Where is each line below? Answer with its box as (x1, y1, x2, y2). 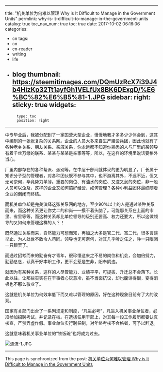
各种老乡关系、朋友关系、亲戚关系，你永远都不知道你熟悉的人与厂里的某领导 (5, 144, 158, 150)
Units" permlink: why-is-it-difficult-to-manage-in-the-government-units (5, 16, 148, 21)
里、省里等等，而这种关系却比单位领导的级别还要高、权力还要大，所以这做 (5, 213, 154, 219)
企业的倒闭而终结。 (5, 191, 44, 196)
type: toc (16, 114, 36, 118)
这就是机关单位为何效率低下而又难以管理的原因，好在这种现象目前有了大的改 (5, 291, 158, 297)
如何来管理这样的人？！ (17, 219, 65, 225)
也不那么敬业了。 (9, 281, 44, 287)
